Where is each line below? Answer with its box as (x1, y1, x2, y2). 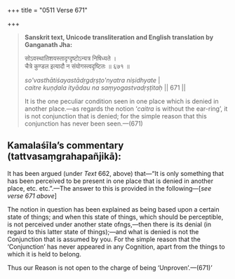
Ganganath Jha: (24, 41, 72, 48)
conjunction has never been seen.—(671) (24, 119, 144, 128)
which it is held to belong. (7, 250, 82, 258)
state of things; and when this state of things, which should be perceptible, (7, 212, 224, 221)
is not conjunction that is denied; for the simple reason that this (24, 112, 207, 120)
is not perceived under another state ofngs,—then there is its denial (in (7, 220, 212, 229)
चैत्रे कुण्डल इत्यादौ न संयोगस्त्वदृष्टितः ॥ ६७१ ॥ (24, 62, 130, 70)
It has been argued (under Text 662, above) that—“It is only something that (7, 169, 224, 177)
